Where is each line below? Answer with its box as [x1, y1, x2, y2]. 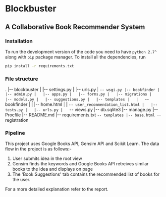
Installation [5, 38, 33, 45]
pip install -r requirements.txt [5, 63, 74, 68]
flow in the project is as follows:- [5, 146, 72, 152]
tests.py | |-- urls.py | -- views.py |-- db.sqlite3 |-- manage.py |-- [5, 107, 159, 113]
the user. [12, 177, 31, 183]
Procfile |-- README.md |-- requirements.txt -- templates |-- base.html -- [5, 112, 161, 118]
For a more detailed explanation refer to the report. [5, 186, 109, 192]
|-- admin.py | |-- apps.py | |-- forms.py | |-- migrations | [5, 92, 152, 97]
